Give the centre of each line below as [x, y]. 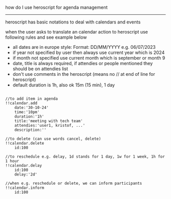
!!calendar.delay [24, 165]
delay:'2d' [26, 175]
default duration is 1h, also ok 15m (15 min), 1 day [64, 85]
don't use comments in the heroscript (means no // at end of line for [84, 74]
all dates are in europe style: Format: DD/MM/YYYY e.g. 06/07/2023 [84, 47]
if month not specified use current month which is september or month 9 [89, 58]
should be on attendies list [40, 69]
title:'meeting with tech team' [49, 121]
